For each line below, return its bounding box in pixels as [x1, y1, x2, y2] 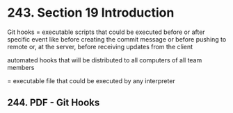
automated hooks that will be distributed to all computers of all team [7, 55, 202, 64]
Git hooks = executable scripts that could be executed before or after [7, 28, 205, 36]
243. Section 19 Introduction [7, 5, 175, 21]
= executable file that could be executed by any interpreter [7, 76, 175, 85]
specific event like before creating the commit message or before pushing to [7, 35, 227, 43]
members [7, 63, 35, 71]
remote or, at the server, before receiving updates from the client [7, 42, 193, 51]
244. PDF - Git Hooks [7, 97, 100, 109]
